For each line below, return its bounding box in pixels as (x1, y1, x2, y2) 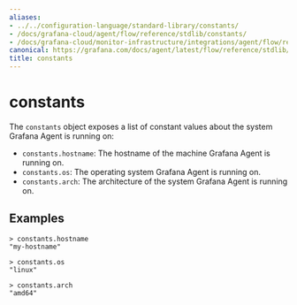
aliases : (9, 12, 42, 22)
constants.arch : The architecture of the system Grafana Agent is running (21, 176, 288, 187)
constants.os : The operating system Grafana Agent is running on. (21, 166, 261, 177)
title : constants (9, 54, 73, 63)
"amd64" (9, 288, 38, 297)
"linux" (9, 265, 38, 274)
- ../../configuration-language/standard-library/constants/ (9, 21, 240, 30)
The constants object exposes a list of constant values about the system (9, 121, 273, 132)
